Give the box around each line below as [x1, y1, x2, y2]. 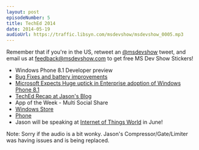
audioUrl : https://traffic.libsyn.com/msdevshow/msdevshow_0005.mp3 [6, 32, 184, 38]
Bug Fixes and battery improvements [15, 73, 108, 80]
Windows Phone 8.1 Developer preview [15, 66, 113, 74]
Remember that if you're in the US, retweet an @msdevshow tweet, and [6, 48, 186, 55]
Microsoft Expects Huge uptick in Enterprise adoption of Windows [15, 80, 181, 87]
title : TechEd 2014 [6, 20, 56, 26]
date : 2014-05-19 [6, 26, 51, 32]
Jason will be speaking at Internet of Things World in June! [15, 118, 163, 126]
